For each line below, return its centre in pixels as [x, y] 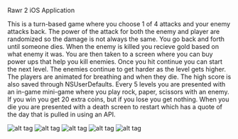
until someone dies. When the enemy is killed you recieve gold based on [113, 46]
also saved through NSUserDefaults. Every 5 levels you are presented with [117, 84]
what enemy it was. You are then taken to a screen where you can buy [110, 54]
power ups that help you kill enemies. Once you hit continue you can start [115, 62]
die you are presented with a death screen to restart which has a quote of [115, 107]
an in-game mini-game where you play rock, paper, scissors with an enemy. [118, 92]
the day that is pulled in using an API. [61, 114]
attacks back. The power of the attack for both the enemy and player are [114, 32]
